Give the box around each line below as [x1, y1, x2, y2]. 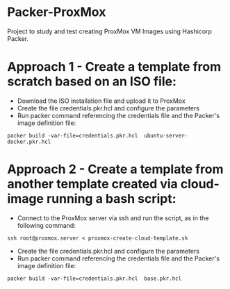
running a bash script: [46, 191, 176, 207]
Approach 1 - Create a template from [7, 59, 221, 75]
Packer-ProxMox [7, 4, 106, 20]
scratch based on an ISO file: [7, 74, 177, 90]
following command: [17, 221, 76, 229]
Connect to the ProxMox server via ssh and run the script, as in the [17, 213, 209, 222]
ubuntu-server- [143, 132, 188, 139]
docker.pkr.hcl [7, 138, 51, 145]
